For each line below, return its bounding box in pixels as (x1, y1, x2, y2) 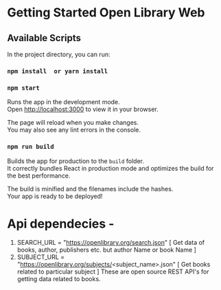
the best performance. (7, 171, 71, 180)
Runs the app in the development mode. (7, 98, 120, 106)
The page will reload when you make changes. (7, 119, 139, 127)
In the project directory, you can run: (7, 50, 110, 58)
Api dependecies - (7, 216, 115, 231)
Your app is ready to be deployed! (7, 192, 103, 200)
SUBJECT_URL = (16, 253, 65, 261)
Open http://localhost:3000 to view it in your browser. (7, 105, 159, 114)
